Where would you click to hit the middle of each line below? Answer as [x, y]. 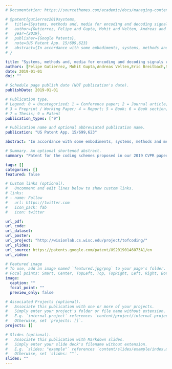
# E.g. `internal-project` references [49, 316]
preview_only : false [32, 292]
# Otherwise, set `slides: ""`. [42, 354]
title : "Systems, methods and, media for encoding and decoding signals [84, 62]
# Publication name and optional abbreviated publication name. [75, 128]
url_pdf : [15, 221]
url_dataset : [19, 231]
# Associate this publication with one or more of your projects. [80, 307]
